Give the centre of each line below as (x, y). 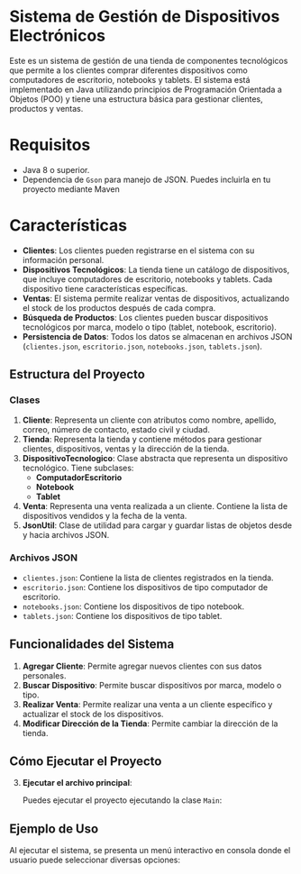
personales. (44, 675)
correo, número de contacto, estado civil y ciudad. (116, 429)
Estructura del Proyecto (78, 374)
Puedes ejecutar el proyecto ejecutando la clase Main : (122, 800)
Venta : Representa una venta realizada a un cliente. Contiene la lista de (155, 505)
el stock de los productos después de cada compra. (119, 307)
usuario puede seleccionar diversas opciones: (95, 860)
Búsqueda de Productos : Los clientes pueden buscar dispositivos (145, 317)
